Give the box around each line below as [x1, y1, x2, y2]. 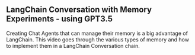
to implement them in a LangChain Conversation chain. [6, 42, 140, 49]
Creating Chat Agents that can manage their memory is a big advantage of [6, 30, 188, 37]
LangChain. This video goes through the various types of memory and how [6, 35, 190, 43]
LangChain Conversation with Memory [6, 5, 152, 15]
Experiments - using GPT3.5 [6, 14, 113, 24]
